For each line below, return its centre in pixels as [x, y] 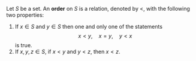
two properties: [25, 15]
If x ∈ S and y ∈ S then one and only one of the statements [89, 27]
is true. [23, 45]
